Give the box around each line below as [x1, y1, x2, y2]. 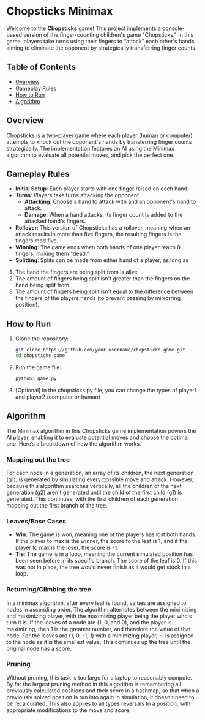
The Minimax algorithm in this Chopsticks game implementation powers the [6, 427, 196, 434]
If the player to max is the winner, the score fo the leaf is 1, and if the [15, 538, 188, 545]
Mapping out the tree [6, 455, 70, 463]
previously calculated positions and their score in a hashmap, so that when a [6, 687, 199, 694]
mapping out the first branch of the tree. [6, 501, 108, 509]
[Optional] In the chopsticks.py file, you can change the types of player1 [15, 386, 197, 394]
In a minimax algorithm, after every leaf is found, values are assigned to [6, 599, 187, 607]
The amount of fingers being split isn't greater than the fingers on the [15, 275, 190, 282]
